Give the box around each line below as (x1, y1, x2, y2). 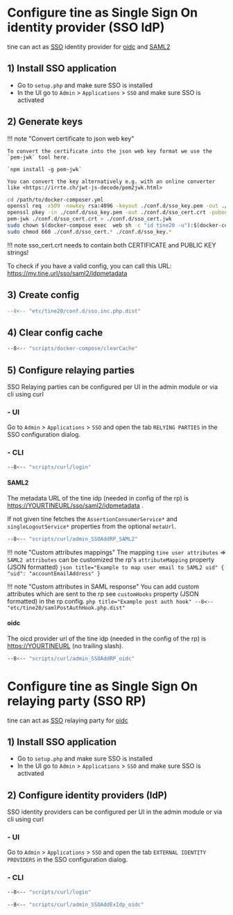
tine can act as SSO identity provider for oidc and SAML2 (7, 42, 171, 51)
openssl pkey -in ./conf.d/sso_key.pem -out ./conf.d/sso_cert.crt (7, 209, 207, 216)
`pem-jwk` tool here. (7, 154, 70, 161)
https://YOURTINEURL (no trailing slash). (7, 641, 123, 650)
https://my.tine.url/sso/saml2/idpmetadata (7, 269, 128, 277)
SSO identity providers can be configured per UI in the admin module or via (7, 808, 223, 816)
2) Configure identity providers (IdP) (7, 789, 168, 801)
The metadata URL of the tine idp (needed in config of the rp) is (7, 494, 189, 502)
